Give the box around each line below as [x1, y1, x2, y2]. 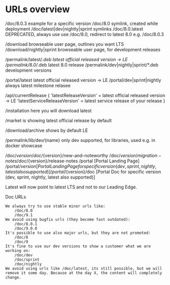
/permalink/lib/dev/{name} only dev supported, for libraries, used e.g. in [5, 137, 156, 143]
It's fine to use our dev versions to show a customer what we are [5, 243, 151, 249]
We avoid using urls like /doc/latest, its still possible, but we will [5, 266, 162, 271]
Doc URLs [5, 193, 26, 199]
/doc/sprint [14, 257, 40, 262]
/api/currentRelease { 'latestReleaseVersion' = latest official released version [5, 92, 165, 98]
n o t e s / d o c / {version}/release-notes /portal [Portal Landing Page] [5, 158, 140, 164]
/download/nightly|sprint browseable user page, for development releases [5, 46, 161, 52]
